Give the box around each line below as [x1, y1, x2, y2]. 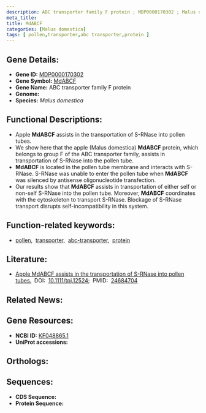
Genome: [15, 90, 40, 97]
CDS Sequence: [15, 393, 57, 400]
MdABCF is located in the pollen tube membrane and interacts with [15, 163, 185, 170]
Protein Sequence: [15, 400, 64, 407]
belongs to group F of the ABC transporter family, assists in [15, 150, 166, 157]
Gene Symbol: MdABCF [15, 77, 77, 85]
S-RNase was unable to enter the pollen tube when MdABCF [34, 170, 189, 177]
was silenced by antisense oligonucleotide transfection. [15, 176, 156, 184]
